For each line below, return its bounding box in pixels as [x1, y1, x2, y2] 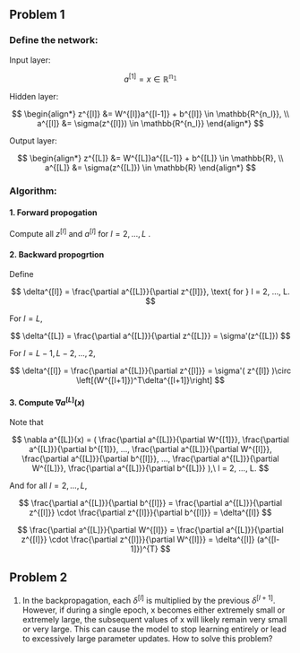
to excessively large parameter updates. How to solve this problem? [21, 632, 273, 644]
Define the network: [9, 34, 99, 47]
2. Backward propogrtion [9, 248, 105, 259]
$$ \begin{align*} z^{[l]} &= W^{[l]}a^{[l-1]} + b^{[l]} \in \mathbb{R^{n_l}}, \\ [12, 109, 289, 119]
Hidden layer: [9, 91, 59, 102]
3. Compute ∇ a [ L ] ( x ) [9, 395, 85, 407]
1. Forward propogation [9, 206, 98, 218]
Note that [9, 417, 44, 428]
